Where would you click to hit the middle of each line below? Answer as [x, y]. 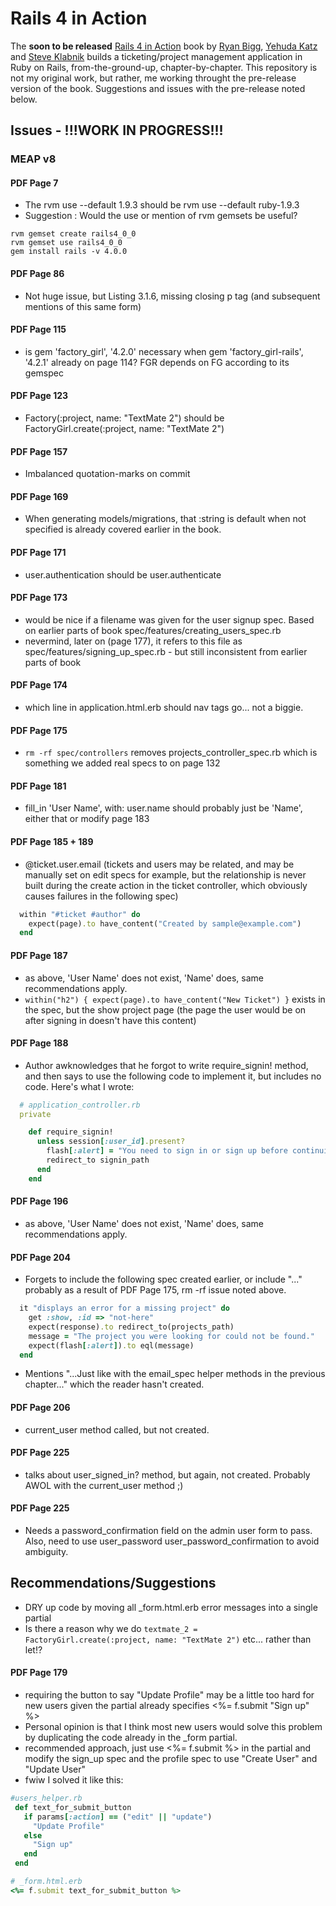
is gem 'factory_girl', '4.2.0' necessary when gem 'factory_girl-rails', [164, 351]
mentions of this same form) [83, 306]
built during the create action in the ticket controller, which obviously [166, 885]
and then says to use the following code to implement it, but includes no [173, 1076]
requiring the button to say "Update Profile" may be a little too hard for [169, 1695]
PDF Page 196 [39, 1201]
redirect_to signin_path [98, 1160]
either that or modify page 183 [87, 819]
